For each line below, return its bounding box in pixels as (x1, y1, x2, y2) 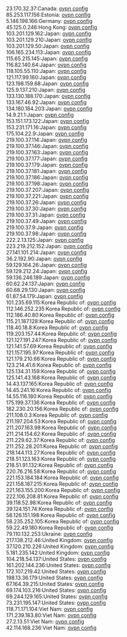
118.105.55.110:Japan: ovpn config (6, 68, 87, 74)
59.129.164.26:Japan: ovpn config (6, 261, 87, 268)
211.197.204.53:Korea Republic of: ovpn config (6, 418, 117, 424)
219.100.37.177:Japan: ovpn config (6, 155, 88, 162)
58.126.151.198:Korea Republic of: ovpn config (6, 512, 115, 519)
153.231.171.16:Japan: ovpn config (6, 124, 87, 131)
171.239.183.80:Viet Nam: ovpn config (6, 612, 97, 619)
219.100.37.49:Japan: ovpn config (6, 218, 87, 224)
